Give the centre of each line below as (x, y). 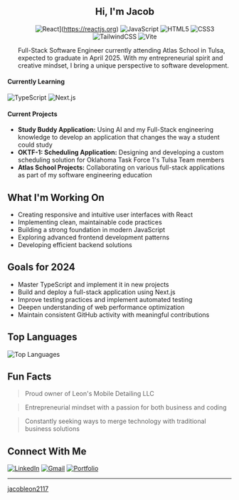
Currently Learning (36, 82)
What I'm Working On (56, 198)
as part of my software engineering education (85, 175)
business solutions (52, 429)
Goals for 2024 (42, 267)
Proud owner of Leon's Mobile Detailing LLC (89, 394)
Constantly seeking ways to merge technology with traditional (115, 421)
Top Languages (42, 337)
